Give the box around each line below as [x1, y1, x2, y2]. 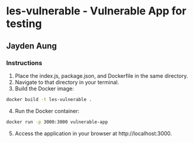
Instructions [6, 59, 43, 67]
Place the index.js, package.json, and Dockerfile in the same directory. [14, 72, 189, 79]
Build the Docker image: [14, 85, 75, 92]
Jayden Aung [6, 41, 57, 51]
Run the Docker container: [14, 107, 79, 114]
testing [6, 17, 42, 31]
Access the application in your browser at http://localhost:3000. [14, 130, 172, 137]
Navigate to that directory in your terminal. [14, 78, 119, 86]
